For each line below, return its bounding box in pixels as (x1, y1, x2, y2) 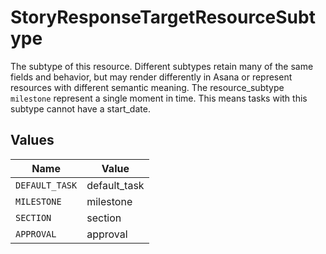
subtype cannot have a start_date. (10, 102, 151, 115)
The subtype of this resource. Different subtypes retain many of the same (10, 60, 314, 72)
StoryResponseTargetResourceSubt (10, 6, 316, 29)
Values (10, 132, 55, 149)
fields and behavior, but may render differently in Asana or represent (10, 71, 293, 83)
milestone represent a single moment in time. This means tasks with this (10, 92, 308, 104)
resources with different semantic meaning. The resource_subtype (10, 81, 285, 93)
